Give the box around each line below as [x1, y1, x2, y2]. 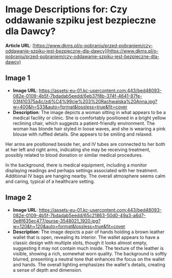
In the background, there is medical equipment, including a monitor [5, 162, 147, 168]
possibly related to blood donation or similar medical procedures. [5, 152, 143, 158]
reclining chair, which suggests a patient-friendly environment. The [12, 120, 155, 126]
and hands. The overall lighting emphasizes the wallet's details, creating [12, 261, 166, 268]
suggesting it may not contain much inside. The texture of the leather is [12, 245, 164, 251]
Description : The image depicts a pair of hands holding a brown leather [12, 229, 165, 235]
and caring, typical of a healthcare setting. [5, 178, 95, 184]
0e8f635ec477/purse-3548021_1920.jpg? [12, 217, 101, 224]
